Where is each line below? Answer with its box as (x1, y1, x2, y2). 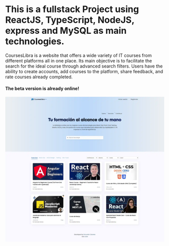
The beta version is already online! (5, 85, 80, 91)
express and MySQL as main (5, 25, 127, 36)
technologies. (5, 36, 65, 47)
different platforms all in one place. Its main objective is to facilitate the (5, 57, 152, 64)
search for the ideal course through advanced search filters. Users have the (5, 63, 163, 69)
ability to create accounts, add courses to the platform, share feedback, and (5, 68, 163, 74)
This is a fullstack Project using (5, 4, 139, 15)
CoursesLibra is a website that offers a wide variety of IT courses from (5, 52, 152, 58)
